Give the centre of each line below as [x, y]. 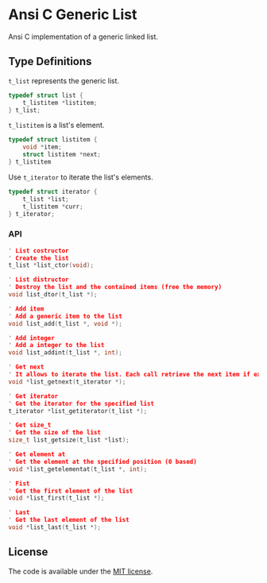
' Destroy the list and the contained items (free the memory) [115, 288]
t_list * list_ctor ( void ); [51, 265]
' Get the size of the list [55, 433]
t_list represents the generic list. [64, 80]
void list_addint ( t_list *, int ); [66, 353]
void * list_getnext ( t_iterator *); [67, 382]
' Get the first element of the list [71, 491]
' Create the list [39, 258]
